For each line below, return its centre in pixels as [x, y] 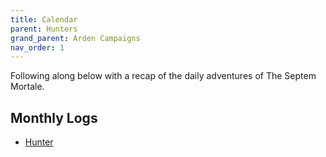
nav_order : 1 [37, 47]
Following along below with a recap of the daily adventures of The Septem [163, 76]
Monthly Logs [54, 117]
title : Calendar [44, 19]
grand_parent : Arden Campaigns [75, 38]
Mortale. [27, 87]
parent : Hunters [44, 29]
